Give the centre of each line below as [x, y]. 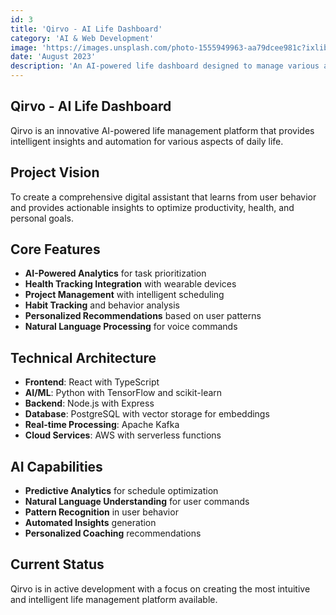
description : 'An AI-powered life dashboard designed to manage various [165, 66]
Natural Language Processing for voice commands [131, 327]
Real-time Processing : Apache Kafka [102, 425]
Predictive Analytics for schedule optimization [121, 491]
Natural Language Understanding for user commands [137, 502]
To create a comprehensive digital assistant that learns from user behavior [163, 197]
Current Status [57, 564]
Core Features [55, 249]
